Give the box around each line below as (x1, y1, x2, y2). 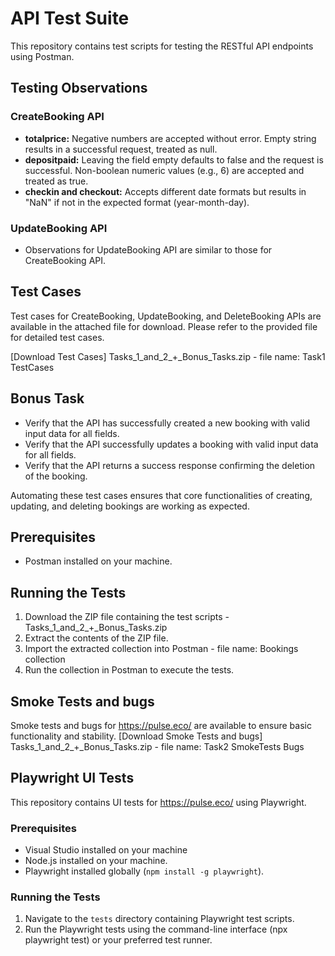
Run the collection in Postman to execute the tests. (24, 664, 235, 676)
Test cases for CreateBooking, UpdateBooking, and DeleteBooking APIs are (10, 310, 322, 322)
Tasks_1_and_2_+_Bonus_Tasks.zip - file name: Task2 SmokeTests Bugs (10, 740, 305, 752)
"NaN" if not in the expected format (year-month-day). (24, 196, 250, 208)
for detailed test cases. (10, 331, 105, 343)
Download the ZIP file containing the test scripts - (24, 611, 230, 623)
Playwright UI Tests (10, 770, 135, 787)
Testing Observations (10, 80, 148, 97)
